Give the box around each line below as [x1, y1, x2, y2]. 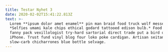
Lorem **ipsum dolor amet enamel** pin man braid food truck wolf [9, 21, 151, 26]
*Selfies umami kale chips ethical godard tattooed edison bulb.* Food [9, 26, 162, 31]
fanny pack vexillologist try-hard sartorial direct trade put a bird [9, 30, 160, 35]
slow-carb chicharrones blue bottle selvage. [9, 40, 106, 45]
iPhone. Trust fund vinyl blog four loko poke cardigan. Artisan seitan [9, 35, 164, 40]
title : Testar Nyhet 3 [5, 7, 52, 12]
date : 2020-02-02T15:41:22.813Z [5, 12, 72, 17]
